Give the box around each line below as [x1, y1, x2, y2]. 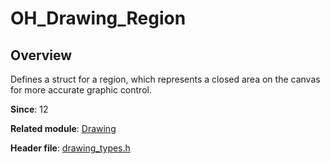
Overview [10, 47, 73, 64]
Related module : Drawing [10, 123, 117, 134]
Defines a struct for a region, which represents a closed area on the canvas [10, 73, 321, 85]
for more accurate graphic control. [10, 84, 152, 96]
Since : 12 [10, 103, 49, 115]
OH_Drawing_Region [10, 7, 187, 30]
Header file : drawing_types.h [10, 142, 131, 154]
